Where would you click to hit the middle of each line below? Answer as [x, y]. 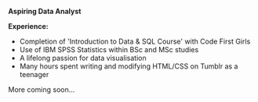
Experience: [28, 26]
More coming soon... [42, 90]
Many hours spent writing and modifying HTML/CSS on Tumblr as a [129, 66]
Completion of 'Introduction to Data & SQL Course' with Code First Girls [135, 41]
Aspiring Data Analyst [45, 11]
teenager [34, 74]
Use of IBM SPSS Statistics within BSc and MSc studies [109, 49]
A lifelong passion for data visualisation [83, 58]
